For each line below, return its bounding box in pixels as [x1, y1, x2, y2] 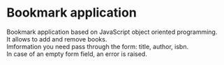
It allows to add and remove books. [6, 35, 107, 43]
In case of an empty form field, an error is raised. [6, 50, 147, 58]
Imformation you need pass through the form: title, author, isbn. [6, 42, 189, 50]
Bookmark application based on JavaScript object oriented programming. [6, 28, 218, 36]
